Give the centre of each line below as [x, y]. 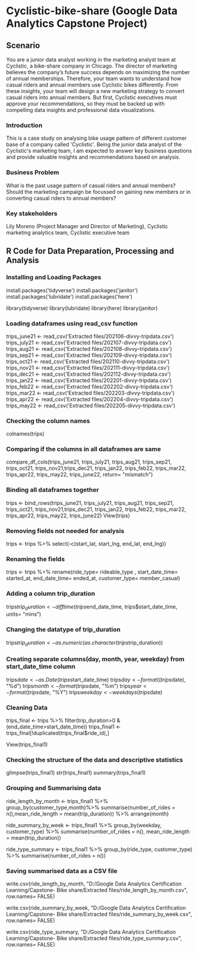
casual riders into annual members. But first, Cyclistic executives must [92, 97]
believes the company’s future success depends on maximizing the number [98, 72]
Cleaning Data [27, 708]
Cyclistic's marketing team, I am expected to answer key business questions [99, 151]
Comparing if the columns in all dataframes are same [84, 449]
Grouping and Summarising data [54, 788]
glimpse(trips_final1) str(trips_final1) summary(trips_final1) [76, 773]
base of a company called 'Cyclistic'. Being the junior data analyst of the [94, 145]
